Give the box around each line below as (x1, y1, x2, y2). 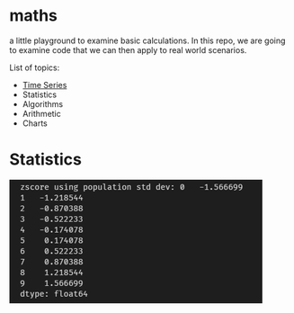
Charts (22, 118, 48, 129)
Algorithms (22, 98, 64, 109)
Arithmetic (22, 108, 61, 119)
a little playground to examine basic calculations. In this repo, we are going (9, 35, 286, 46)
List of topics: (9, 62, 60, 73)
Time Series (22, 79, 67, 90)
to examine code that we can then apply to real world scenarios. (9, 44, 247, 55)
